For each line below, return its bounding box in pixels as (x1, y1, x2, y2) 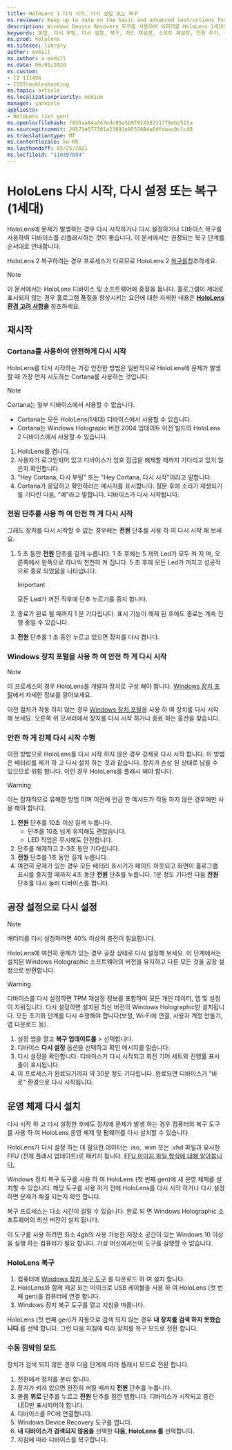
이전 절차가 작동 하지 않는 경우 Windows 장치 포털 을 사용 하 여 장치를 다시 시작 (7, 705, 219, 714)
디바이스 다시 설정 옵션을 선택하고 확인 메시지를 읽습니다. (17, 1044, 171, 1052)
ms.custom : (7, 68, 39, 75)
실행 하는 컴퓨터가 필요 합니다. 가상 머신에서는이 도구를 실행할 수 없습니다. (14, 1239, 213, 1248)
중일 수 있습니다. (24, 618, 69, 626)
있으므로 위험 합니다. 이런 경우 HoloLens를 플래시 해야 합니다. (7, 767, 174, 776)
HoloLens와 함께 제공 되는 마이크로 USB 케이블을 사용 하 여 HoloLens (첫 (17, 1284, 216, 1292)
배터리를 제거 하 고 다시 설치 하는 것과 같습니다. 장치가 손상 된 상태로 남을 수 (14, 759, 219, 767)
